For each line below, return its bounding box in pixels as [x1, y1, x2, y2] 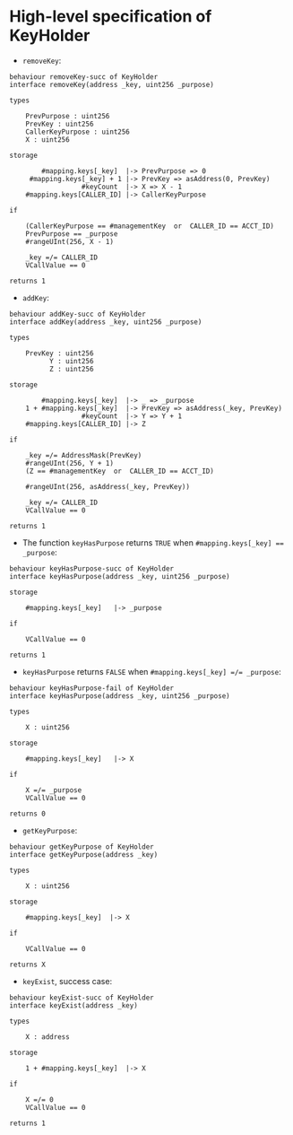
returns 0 [9, 809, 47, 818]
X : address [25, 1032, 70, 1042]
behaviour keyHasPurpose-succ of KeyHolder [9, 563, 175, 573]
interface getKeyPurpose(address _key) [9, 850, 159, 859]
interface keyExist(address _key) [9, 1000, 139, 1010]
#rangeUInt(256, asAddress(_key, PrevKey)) [25, 482, 191, 491]
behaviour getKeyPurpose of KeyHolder [9, 842, 154, 851]
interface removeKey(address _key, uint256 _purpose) [9, 80, 215, 89]
